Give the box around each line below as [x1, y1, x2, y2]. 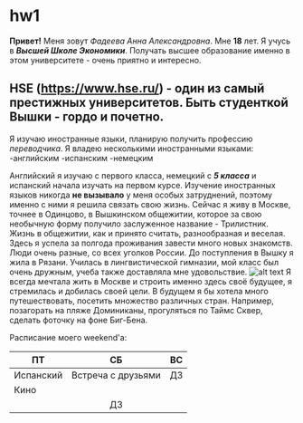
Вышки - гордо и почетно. [9, 110, 165, 125]
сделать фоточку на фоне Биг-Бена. [9, 314, 148, 325]
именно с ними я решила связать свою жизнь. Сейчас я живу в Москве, [9, 198, 291, 209]
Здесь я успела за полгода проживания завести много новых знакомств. [9, 237, 294, 248]
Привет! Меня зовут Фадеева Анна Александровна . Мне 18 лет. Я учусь [9, 35, 291, 46]
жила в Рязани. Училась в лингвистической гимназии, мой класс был [9, 256, 279, 267]
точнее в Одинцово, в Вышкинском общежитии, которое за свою [9, 208, 262, 219]
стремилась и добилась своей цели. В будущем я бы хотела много [9, 285, 269, 296]
